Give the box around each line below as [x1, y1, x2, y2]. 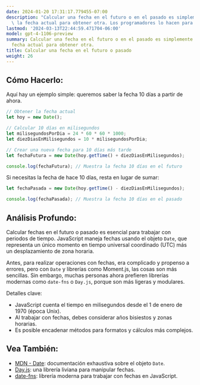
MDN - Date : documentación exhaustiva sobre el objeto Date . [14, 359, 165, 367]
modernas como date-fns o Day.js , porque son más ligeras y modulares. [6, 278, 185, 285]
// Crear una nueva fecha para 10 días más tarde [6, 147, 132, 153]
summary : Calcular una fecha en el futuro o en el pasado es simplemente [6, 36, 193, 42]
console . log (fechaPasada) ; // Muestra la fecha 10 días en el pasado [6, 196, 183, 203]
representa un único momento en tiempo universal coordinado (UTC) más [6, 241, 187, 248]
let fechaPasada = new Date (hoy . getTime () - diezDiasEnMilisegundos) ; [6, 185, 185, 191]
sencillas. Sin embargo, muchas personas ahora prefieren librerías [6, 272, 169, 279]
